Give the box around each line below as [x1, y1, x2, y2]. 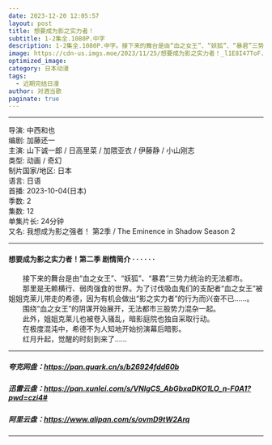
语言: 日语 [8, 176, 41, 186]
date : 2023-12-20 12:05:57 [8, 11, 100, 20]
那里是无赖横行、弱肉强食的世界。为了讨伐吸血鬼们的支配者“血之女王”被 [22, 284, 263, 294]
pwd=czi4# [8, 393, 49, 403]
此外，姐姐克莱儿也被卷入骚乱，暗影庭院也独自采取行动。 [22, 314, 215, 324]
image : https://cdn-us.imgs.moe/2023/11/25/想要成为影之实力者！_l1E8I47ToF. [8, 49, 265, 57]
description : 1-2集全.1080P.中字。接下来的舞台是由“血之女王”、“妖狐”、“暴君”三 [8, 42, 258, 50]
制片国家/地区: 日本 [8, 166, 73, 176]
